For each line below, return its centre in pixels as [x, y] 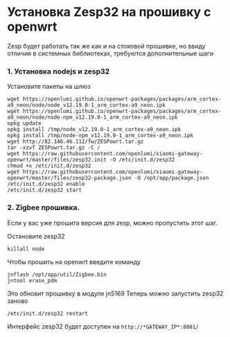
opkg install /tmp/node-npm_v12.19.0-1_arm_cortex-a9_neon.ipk [100, 136]
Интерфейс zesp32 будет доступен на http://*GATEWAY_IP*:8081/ [103, 326]
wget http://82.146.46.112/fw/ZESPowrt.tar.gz [76, 142]
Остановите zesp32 [36, 236]
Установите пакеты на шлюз [49, 87]
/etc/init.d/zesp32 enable [46, 184]
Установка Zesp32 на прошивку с [109, 12]
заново [18, 301]
